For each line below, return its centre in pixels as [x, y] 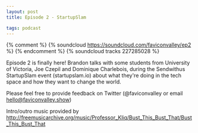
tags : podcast [24, 28]
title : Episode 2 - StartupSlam [46, 17]
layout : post [22, 12]
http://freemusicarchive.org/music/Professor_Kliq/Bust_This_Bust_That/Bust [99, 117]
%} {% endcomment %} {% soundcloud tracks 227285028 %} [83, 51]
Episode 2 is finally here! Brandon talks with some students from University [98, 63]
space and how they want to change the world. [64, 82]
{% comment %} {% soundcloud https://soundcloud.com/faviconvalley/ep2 [99, 45]
